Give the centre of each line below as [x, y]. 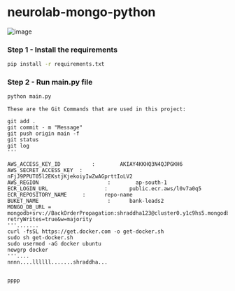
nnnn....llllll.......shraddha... [58, 262]
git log [19, 146]
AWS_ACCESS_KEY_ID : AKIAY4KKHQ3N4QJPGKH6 [95, 164]
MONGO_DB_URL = [29, 207]
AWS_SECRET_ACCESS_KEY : [45, 171]
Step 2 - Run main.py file [50, 83]
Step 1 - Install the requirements [62, 50]
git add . [22, 122]
